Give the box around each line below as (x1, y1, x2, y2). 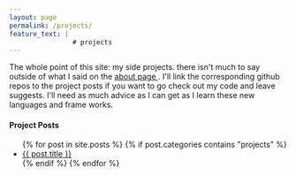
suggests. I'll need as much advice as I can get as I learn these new (9, 90, 255, 101)
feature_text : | (9, 29, 69, 38)
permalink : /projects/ (9, 21, 93, 30)
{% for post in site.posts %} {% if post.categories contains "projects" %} (21, 139, 287, 150)
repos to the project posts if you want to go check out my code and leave (9, 80, 276, 91)
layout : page (9, 12, 57, 22)
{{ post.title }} (21, 149, 72, 159)
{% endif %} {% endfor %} (21, 158, 120, 169)
